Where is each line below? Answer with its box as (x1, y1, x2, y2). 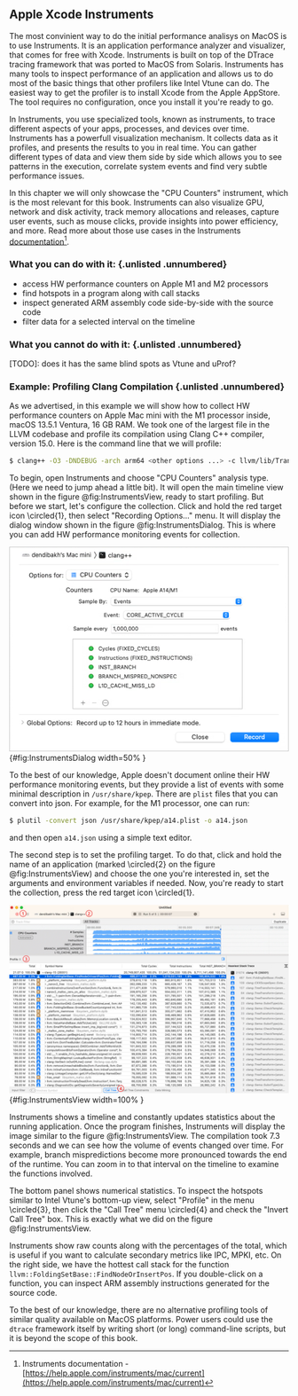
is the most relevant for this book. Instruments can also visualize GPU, (9, 197, 264, 208)
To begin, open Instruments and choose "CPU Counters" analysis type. (9, 473, 269, 483)
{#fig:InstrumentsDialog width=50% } (9, 753, 146, 763)
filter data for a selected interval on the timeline (21, 316, 195, 326)
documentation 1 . (9, 234, 69, 247)
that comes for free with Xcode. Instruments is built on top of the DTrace (9, 49, 274, 60)
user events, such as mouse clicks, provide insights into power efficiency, (9, 216, 278, 226)
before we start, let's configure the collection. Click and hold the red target (9, 501, 282, 512)
